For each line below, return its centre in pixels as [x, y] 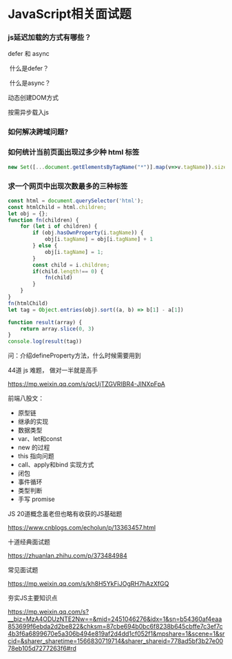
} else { [45, 246]
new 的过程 [34, 447]
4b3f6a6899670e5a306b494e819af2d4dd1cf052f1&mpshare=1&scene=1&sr [116, 634]
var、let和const [40, 439]
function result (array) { [45, 322]
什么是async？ [30, 83]
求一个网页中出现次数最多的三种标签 [68, 186]
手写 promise [36, 499]
